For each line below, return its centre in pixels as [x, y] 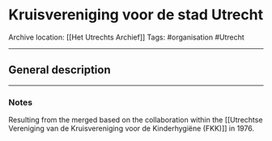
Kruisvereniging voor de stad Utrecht [136, 15]
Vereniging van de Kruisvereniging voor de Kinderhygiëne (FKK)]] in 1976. [132, 129]
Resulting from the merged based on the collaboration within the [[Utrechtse [136, 120]
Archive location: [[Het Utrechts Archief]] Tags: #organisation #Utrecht [126, 37]
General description [59, 70]
